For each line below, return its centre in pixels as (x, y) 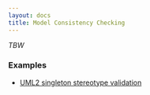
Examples (28, 65)
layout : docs (30, 15)
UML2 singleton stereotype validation (81, 82)
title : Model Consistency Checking (67, 23)
